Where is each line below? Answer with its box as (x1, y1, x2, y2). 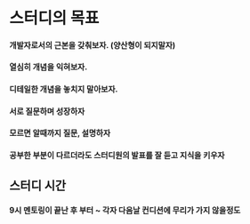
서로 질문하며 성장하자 (9, 106, 85, 116)
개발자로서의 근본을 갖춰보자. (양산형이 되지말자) (9, 39, 176, 50)
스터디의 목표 (9, 8, 100, 28)
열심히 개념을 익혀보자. (9, 61, 88, 72)
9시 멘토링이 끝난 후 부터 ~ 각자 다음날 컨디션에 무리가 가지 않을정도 (9, 204, 241, 215)
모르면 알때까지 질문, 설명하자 (9, 128, 111, 139)
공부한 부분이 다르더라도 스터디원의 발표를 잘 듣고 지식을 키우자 (9, 149, 225, 160)
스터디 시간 (9, 179, 67, 194)
